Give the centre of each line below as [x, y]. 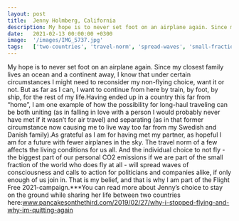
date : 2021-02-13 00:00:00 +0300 [60, 34]
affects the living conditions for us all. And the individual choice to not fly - [116, 150]
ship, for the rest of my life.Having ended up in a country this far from [109, 97]
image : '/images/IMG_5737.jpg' [55, 40]
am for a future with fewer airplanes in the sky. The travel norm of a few [112, 142]
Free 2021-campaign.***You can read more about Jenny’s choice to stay [115, 187]
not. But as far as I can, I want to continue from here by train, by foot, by [113, 90]
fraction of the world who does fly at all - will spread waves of [98, 165]
